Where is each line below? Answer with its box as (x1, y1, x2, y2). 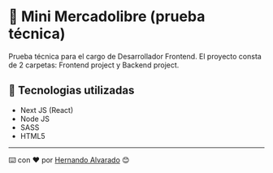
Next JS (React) (19, 105, 74, 115)
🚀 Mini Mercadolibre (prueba (8, 7, 206, 26)
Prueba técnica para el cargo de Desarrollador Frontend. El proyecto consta (8, 51, 262, 61)
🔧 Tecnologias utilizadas (8, 84, 135, 97)
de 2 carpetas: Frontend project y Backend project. (8, 60, 180, 70)
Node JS (19, 114, 50, 123)
